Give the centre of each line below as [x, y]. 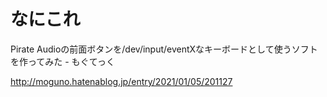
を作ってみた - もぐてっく [62, 61]
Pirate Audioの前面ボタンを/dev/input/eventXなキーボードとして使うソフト [164, 49]
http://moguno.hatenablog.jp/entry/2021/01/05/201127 [121, 81]
